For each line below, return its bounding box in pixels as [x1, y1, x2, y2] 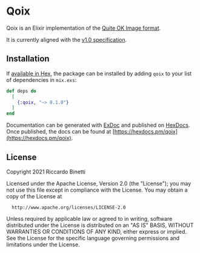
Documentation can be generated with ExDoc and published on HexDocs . [6, 121, 190, 129]
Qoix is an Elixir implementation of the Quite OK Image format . [6, 24, 161, 32]
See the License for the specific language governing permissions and [6, 234, 180, 241]
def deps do [6, 88, 36, 94]
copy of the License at [6, 192, 62, 200]
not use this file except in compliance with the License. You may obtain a [6, 186, 188, 194]
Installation [6, 53, 50, 64]
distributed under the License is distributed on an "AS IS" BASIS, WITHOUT [6, 221, 194, 229]
